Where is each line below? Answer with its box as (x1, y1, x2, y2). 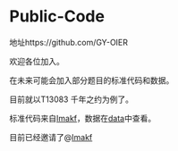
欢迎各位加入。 (9, 55, 64, 66)
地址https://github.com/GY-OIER (9, 37, 128, 47)
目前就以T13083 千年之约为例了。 (9, 94, 134, 105)
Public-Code (9, 6, 106, 27)
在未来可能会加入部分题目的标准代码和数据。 (9, 74, 174, 86)
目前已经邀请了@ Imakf (9, 131, 93, 142)
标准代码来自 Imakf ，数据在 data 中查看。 (9, 113, 157, 123)
